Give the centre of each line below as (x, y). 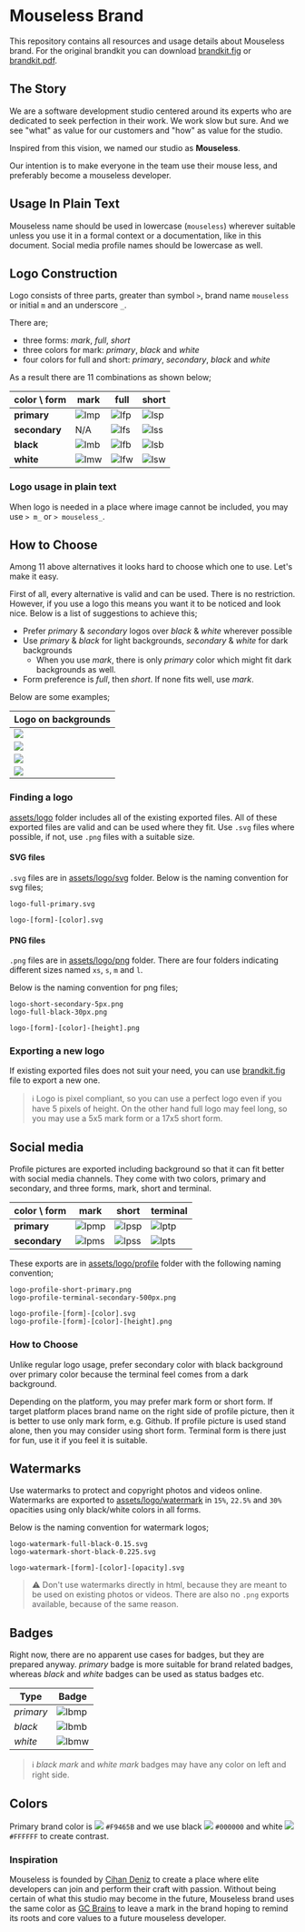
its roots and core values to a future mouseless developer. (118, 1918)
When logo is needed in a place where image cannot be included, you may (149, 507)
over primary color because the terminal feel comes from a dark (129, 1374)
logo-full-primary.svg (52, 904)
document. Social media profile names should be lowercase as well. (136, 245)
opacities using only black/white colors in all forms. (105, 1510)
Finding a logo (41, 797)
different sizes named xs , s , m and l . (76, 970)
